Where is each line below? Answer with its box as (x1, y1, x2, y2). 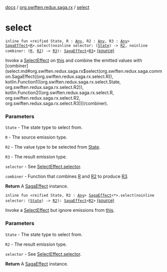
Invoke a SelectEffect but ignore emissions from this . (5, 207, 115, 213)
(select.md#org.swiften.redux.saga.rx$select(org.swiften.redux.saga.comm (5, 68, 162, 74)
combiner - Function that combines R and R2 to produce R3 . (5, 173, 129, 179)
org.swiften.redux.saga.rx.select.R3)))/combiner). (5, 100, 108, 106)
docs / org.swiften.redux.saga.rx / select (5, 5, 90, 10)
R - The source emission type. (5, 134, 68, 141)
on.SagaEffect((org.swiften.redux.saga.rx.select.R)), (5, 73, 114, 79)
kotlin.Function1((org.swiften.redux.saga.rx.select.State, (5, 78, 121, 85)
